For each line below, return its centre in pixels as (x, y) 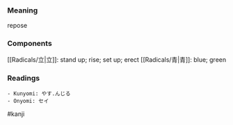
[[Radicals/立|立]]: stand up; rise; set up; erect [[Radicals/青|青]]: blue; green (117, 59)
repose (17, 26)
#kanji (16, 114)
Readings (24, 78)
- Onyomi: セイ (28, 101)
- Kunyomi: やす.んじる (39, 93)
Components (30, 44)
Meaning (23, 10)
